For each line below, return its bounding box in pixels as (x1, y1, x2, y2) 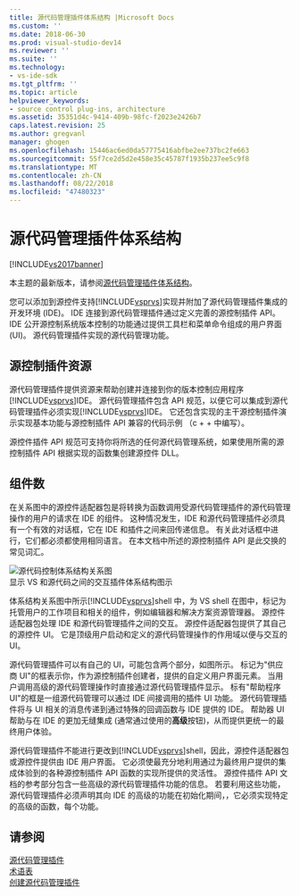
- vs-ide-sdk (9, 71, 58, 80)
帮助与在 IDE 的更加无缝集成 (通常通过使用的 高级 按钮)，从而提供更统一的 (9, 715, 277, 725)
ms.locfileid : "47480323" (9, 188, 105, 197)
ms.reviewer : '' (9, 46, 70, 55)
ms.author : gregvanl (9, 130, 87, 138)
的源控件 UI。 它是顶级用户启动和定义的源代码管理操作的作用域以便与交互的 (9, 629, 288, 640)
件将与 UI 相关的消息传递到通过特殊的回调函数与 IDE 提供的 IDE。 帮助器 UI (9, 703, 285, 715)
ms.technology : (9, 63, 66, 72)
